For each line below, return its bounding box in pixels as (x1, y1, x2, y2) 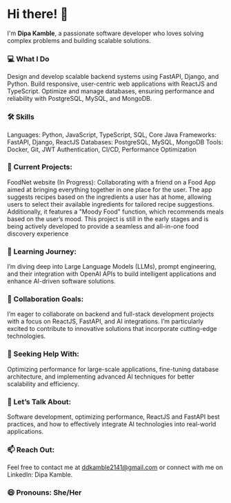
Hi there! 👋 (7, 6, 69, 22)
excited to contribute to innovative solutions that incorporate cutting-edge (7, 325, 217, 333)
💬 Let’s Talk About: (7, 397, 71, 406)
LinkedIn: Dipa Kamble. (7, 471, 73, 479)
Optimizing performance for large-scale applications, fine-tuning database (7, 365, 219, 373)
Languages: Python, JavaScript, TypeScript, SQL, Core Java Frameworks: (7, 131, 217, 139)
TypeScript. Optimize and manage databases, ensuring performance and (7, 87, 214, 95)
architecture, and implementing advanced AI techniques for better (7, 372, 194, 381)
